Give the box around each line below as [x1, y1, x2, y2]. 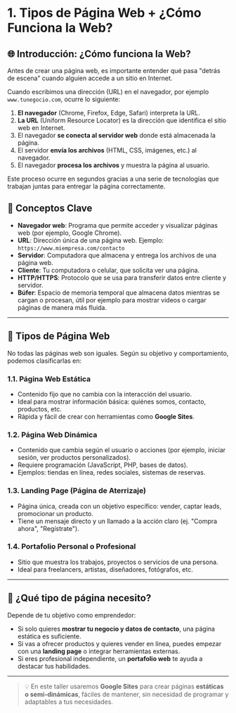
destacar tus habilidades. [17, 662, 91, 670]
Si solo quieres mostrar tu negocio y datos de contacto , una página [17, 624, 216, 633]
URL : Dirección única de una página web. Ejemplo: [17, 236, 164, 244]
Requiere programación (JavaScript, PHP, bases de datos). [17, 461, 188, 469]
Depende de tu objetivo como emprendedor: [7, 610, 136, 619]
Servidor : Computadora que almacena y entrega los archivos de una [17, 251, 216, 259]
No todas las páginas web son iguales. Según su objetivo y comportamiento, [7, 349, 229, 357]
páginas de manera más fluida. [17, 303, 107, 311]
